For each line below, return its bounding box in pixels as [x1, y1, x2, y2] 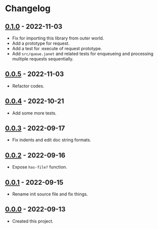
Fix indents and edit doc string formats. [12, 137, 91, 143]
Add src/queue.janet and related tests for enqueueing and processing [12, 51, 154, 57]
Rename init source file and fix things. [12, 191, 88, 197]
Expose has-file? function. [12, 164, 67, 170]
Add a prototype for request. [12, 40, 70, 46]
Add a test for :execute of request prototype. [12, 46, 102, 51]
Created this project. [12, 218, 54, 224]
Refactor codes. [12, 83, 45, 89]
